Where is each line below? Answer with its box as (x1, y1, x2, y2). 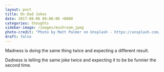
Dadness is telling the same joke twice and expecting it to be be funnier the (5, 57, 156, 63)
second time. (5, 62, 32, 68)
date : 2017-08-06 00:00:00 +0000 (5, 16, 73, 21)
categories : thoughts (5, 20, 49, 26)
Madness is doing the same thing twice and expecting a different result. (5, 47, 149, 54)
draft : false (5, 35, 32, 39)
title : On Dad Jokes (5, 12, 47, 17)
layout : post (5, 7, 32, 12)
